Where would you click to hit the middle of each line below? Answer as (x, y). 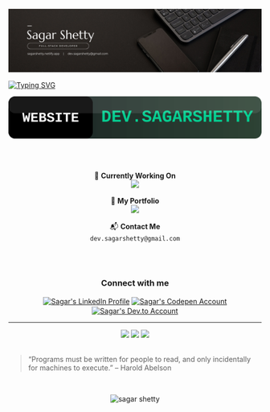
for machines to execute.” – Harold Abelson (100, 368)
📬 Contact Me (135, 227)
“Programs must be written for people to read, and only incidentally (139, 359)
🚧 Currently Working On (135, 175)
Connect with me (135, 282)
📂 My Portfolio (135, 201)
